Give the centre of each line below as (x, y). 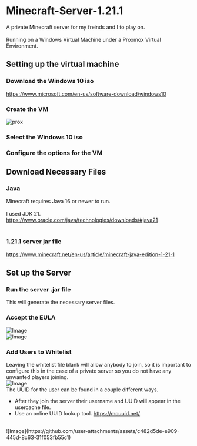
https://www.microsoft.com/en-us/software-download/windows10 (86, 94)
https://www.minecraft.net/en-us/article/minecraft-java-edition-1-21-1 (91, 254)
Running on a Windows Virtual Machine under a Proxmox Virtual (84, 39)
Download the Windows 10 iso (50, 81)
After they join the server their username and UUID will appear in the (98, 401)
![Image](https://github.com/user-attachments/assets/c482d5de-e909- (93, 431)
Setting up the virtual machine (63, 64)
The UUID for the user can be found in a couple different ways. (82, 390)
